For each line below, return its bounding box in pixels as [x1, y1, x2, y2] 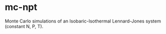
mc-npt [5, 1, 38, 13]
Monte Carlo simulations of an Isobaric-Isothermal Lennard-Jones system [5, 18, 161, 24]
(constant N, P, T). [5, 23, 44, 29]
